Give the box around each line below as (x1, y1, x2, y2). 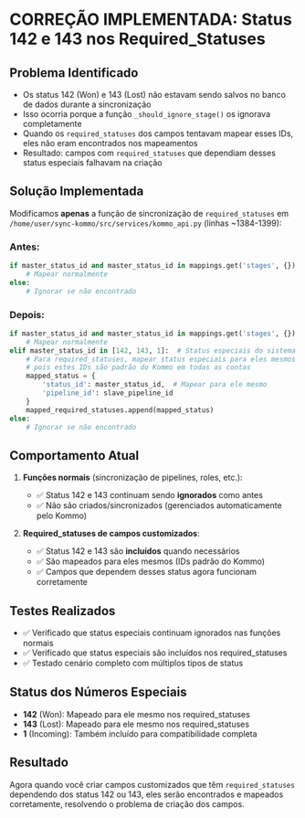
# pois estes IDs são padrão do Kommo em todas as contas (26, 363, 251, 372)
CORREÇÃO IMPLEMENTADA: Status (9, 9, 292, 30)
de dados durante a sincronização (22, 99, 152, 110)
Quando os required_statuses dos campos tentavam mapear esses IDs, (22, 128, 294, 139)
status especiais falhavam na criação (22, 157, 163, 168)
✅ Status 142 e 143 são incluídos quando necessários (36, 546, 240, 557)
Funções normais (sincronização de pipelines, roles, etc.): (22, 472, 244, 483)
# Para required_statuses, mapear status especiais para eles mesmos (26, 355, 297, 364)
